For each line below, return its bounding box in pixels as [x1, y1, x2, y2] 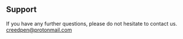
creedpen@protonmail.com [6, 26, 72, 33]
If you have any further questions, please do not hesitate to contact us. [6, 20, 178, 27]
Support [6, 5, 37, 15]
